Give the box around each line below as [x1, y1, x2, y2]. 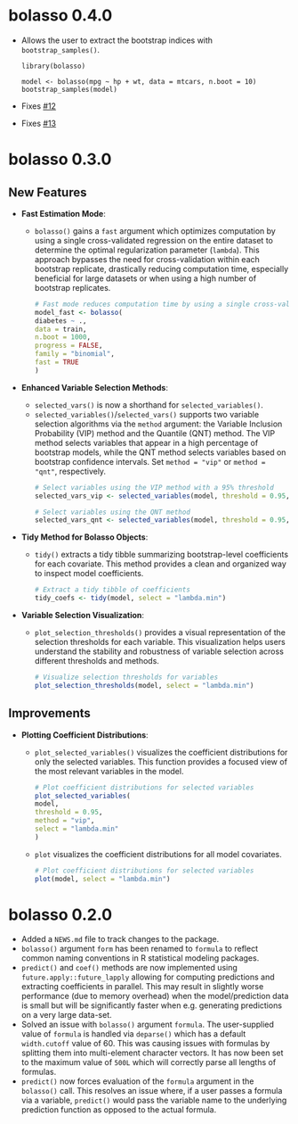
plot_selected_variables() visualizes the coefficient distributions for [34, 747, 288, 757]
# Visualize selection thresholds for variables [34, 673, 219, 682]
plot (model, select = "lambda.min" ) [34, 874, 171, 883]
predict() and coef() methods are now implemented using [20, 963, 238, 973]
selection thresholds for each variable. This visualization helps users [34, 637, 286, 648]
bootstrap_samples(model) [20, 85, 117, 94]
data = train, [34, 325, 87, 334]
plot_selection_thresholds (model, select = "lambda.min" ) [34, 681, 254, 690]
